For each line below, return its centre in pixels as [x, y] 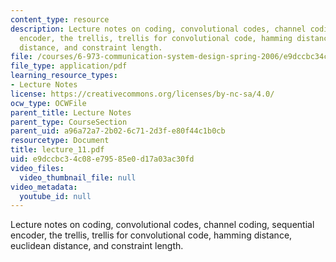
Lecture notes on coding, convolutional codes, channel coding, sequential [162, 225]
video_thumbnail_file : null [78, 177]
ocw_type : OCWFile [48, 103]
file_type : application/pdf [69, 66]
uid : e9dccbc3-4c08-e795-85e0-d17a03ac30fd [102, 159]
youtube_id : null [55, 196]
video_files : [37, 168]
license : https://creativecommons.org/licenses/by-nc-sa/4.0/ [142, 94]
